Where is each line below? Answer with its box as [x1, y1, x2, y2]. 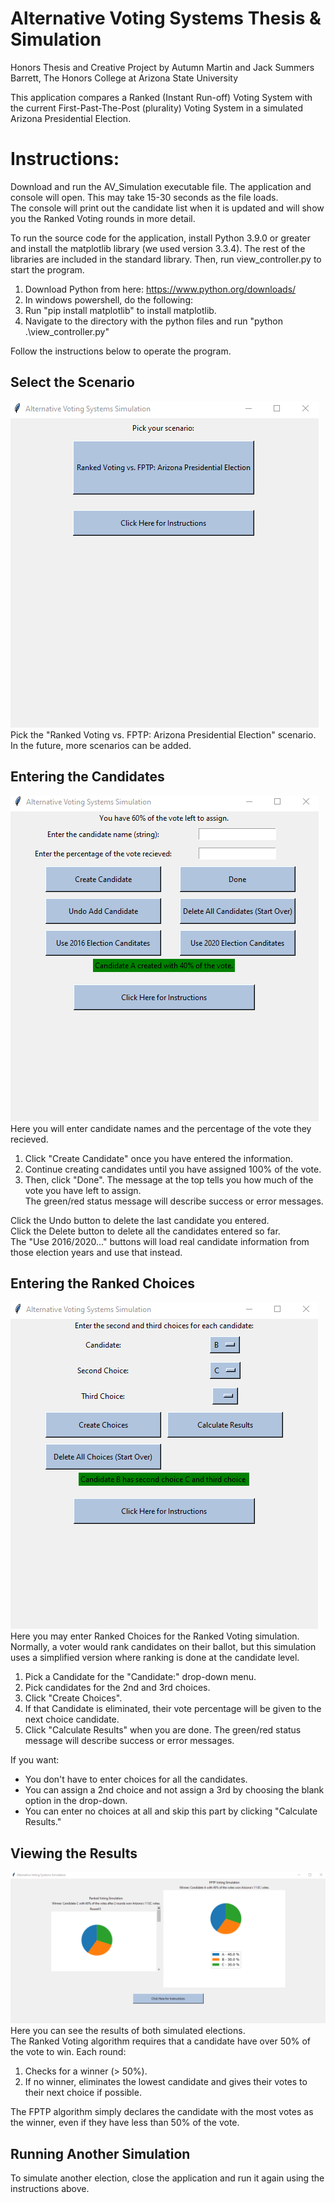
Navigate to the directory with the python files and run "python [24, 315, 283, 327]
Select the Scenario [10, 374, 135, 391]
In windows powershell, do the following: [24, 293, 194, 306]
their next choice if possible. [24, 2087, 142, 2099]
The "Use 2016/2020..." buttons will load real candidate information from [10, 1235, 310, 1247]
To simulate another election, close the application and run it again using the [10, 2172, 325, 2184]
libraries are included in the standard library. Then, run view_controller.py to [10, 253, 322, 265]
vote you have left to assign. [24, 1184, 142, 1196]
